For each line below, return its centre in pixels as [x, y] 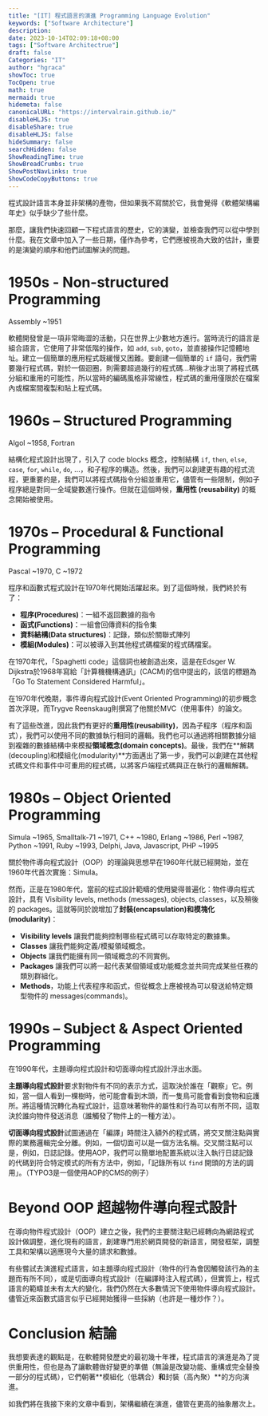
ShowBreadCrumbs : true [46, 165]
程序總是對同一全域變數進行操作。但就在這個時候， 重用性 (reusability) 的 [129, 489]
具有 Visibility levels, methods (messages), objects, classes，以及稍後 [144, 898]
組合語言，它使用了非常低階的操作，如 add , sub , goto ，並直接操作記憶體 [126, 347]
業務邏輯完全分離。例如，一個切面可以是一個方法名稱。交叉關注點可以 [137, 1142]
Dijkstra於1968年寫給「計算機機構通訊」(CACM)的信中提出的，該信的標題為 [132, 671]
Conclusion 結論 [63, 1333]
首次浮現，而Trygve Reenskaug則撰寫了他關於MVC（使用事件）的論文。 [127, 708]
